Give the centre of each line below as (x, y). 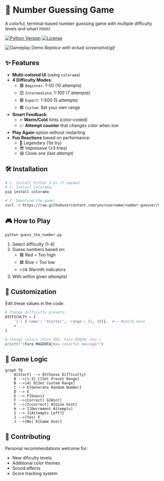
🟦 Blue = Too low (37, 262)
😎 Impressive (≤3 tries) (43, 148)
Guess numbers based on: (39, 249)
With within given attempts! (40, 276)
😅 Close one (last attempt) (47, 153)
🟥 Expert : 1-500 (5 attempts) (49, 100)
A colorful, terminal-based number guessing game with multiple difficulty (79, 23)
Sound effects (26, 468)
